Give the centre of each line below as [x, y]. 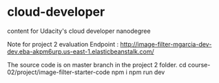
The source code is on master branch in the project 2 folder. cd [97, 64]
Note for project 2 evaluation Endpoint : [63, 44]
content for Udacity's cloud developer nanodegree [79, 31]
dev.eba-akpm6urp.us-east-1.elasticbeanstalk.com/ [81, 51]
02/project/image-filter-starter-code [59, 72]
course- [199, 64]
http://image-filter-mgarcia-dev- [166, 44]
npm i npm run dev [138, 72]
